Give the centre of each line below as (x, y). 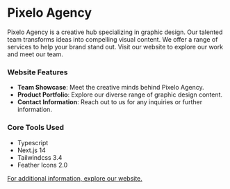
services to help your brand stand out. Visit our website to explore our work (115, 47)
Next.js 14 (32, 150)
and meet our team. (35, 54)
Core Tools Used (36, 128)
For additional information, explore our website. (75, 178)
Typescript (33, 142)
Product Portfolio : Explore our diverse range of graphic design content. (120, 94)
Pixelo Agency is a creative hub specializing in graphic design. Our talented (115, 32)
